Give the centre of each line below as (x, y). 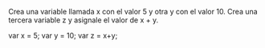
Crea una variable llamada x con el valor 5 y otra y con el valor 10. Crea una (133, 12)
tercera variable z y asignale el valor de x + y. (84, 20)
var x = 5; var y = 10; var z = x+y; (63, 36)
